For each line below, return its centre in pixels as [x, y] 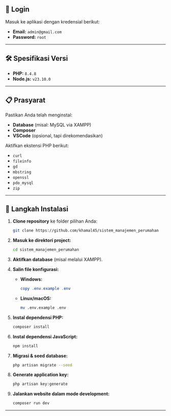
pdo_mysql [23, 183]
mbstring [22, 172]
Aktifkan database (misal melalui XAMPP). [58, 259]
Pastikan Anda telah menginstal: [39, 115]
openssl [21, 178]
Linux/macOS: [36, 298]
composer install [31, 327]
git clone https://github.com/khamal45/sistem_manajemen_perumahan [85, 231]
